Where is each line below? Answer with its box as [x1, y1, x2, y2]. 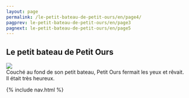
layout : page [6, 8, 39, 15]
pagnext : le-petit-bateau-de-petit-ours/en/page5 [6, 25, 132, 31]
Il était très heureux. [6, 75, 55, 82]
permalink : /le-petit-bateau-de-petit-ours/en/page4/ [6, 14, 142, 20]
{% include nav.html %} [6, 86, 64, 93]
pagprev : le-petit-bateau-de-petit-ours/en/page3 [6, 19, 132, 25]
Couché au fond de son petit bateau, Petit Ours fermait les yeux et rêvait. [6, 68, 184, 76]
